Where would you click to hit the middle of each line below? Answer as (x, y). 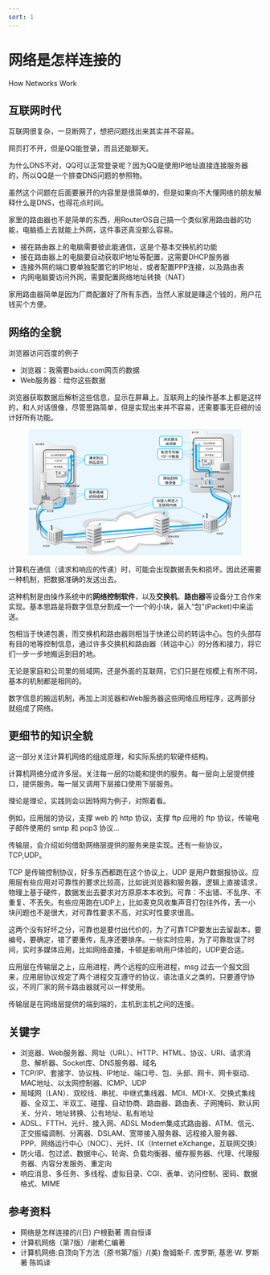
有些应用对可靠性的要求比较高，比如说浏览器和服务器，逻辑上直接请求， (142, 882)
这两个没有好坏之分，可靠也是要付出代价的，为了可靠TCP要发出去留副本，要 (135, 930)
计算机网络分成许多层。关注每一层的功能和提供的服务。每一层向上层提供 (128, 774)
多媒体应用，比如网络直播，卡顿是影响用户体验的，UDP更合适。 (142, 950)
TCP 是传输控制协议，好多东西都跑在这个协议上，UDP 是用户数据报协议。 (131, 873)
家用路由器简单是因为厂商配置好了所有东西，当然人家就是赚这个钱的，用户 (131, 295)
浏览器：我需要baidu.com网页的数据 (80, 370)
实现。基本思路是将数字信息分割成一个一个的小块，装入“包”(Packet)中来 (127, 606)
